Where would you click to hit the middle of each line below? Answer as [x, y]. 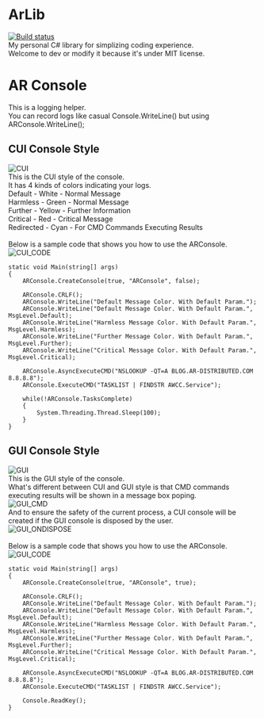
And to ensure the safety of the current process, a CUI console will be [122, 512]
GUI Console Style [54, 451]
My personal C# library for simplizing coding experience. [101, 44]
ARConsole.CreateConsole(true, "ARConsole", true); [109, 583]
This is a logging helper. [47, 107]
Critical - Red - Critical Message [61, 219]
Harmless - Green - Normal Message [69, 202]
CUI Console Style [54, 149]
